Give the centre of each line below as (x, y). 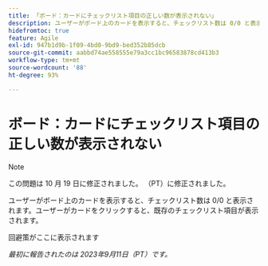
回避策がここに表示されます (54, 237)
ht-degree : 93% (33, 75)
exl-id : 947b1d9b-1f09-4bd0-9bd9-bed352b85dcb (87, 46)
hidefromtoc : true (39, 30)
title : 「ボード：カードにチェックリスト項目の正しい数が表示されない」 (113, 16)
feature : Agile (33, 38)
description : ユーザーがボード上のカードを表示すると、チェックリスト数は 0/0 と (129, 23)
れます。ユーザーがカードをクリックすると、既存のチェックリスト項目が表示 (134, 210)
